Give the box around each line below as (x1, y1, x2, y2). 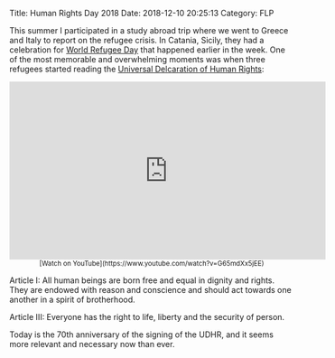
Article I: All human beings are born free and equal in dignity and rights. (9, 275, 275, 286)
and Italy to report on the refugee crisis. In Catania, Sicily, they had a (9, 35, 265, 45)
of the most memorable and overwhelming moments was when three (9, 54, 266, 64)
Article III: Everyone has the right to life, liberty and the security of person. (9, 312, 285, 322)
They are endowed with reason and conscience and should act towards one (9, 285, 292, 295)
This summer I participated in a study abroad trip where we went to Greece (9, 25, 289, 35)
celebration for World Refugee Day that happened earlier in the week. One (9, 44, 286, 55)
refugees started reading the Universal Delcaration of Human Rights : (9, 63, 265, 74)
